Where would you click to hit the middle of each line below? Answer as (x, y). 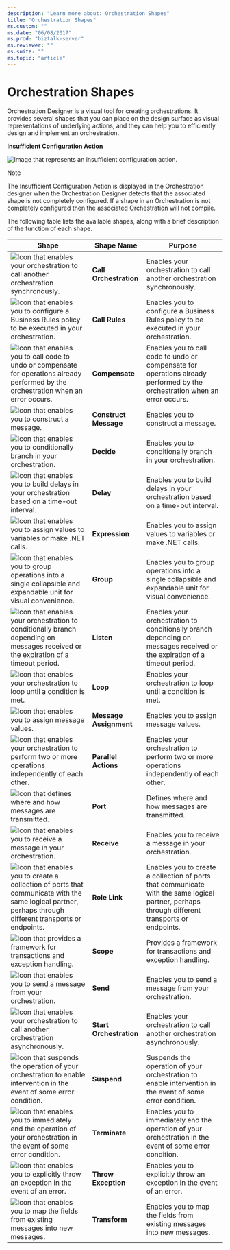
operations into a (173, 570)
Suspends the (168, 1057)
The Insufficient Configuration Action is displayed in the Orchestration (105, 186)
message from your (178, 988)
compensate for (172, 365)
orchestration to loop (180, 683)
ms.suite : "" (26, 52)
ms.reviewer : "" (30, 45)
